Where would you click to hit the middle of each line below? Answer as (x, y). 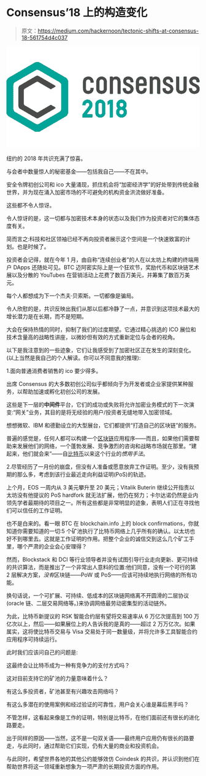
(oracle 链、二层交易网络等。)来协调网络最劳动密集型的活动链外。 (88, 603)
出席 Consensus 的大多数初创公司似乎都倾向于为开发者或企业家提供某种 (97, 383)
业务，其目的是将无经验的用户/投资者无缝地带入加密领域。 (102, 412)
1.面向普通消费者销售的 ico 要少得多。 (54, 371)
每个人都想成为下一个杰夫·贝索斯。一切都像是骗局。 (72, 296)
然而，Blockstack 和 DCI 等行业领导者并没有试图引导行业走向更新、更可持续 (102, 559)
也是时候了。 (33, 247)
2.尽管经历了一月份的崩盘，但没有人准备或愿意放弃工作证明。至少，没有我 (100, 466)
